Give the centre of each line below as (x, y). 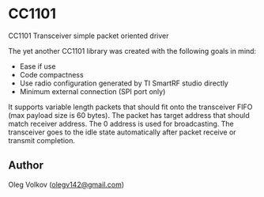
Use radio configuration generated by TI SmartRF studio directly (124, 83)
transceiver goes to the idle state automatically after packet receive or (122, 132)
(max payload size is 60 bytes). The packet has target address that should (129, 115)
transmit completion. (41, 140)
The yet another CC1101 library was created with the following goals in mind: (132, 51)
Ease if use (38, 66)
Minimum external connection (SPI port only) (92, 91)
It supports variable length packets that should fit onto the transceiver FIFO (130, 107)
